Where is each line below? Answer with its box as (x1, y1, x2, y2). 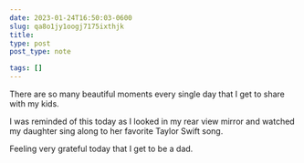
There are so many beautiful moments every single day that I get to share (9, 88, 286, 99)
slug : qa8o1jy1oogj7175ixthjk (9, 22, 125, 31)
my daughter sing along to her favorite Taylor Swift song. (9, 126, 224, 137)
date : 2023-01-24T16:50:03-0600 (9, 13, 132, 23)
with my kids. (9, 98, 59, 109)
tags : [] (9, 64, 43, 73)
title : (9, 30, 35, 39)
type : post (9, 38, 51, 48)
